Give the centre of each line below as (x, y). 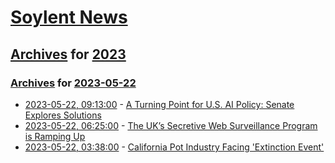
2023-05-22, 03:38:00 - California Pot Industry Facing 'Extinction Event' (174, 147)
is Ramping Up (55, 136)
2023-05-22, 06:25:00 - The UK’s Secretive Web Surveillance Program (171, 125)
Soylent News (69, 17)
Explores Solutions (63, 115)
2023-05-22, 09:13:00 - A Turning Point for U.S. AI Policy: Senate (159, 104)
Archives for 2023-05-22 (73, 83)
